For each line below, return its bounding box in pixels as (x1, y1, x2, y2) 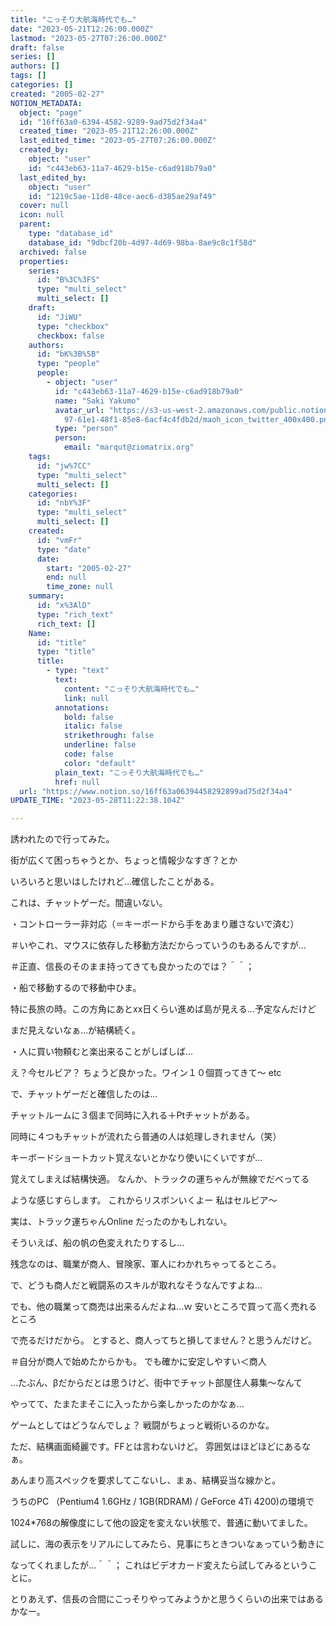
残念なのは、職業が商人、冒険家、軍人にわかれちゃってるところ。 (10, 1258, 282, 1270)
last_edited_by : (19, 172, 87, 183)
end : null (46, 572, 87, 583)
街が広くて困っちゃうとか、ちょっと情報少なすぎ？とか (10, 854, 238, 866)
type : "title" (36, 647, 97, 657)
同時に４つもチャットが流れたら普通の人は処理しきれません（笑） (10, 1131, 282, 1143)
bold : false (63, 712, 114, 722)
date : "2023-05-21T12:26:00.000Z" (10, 24, 155, 34)
